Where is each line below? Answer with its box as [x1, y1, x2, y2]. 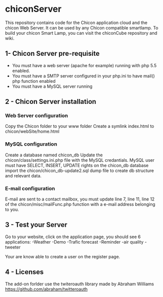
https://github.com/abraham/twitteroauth [5, 286, 88, 292]
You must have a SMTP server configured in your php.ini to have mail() [12, 73, 155, 79]
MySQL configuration [5, 141, 57, 148]
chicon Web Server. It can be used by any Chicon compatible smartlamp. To [5, 25, 159, 30]
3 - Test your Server [5, 221, 68, 229]
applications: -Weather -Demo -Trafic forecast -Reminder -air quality [5, 239, 144, 245]
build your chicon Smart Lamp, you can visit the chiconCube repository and [5, 30, 158, 36]
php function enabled [12, 78, 56, 84]
